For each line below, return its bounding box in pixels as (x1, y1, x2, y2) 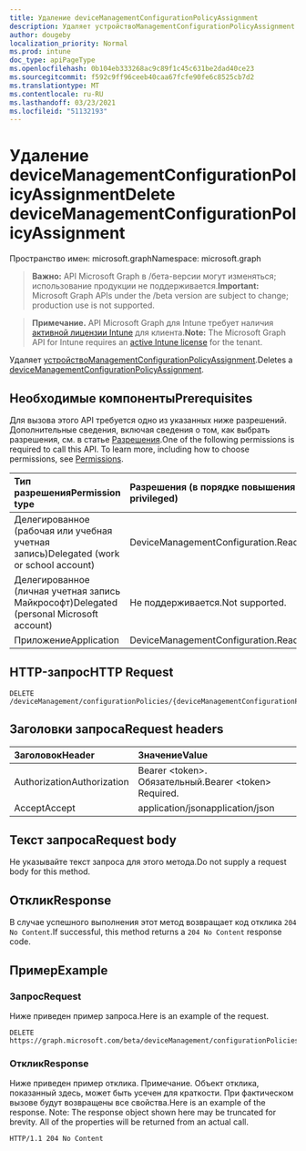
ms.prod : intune (9, 47, 71, 56)
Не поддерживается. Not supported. (129, 596, 287, 608)
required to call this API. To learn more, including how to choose (9, 443, 250, 454)
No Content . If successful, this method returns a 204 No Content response (9, 926, 282, 938)
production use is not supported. (31, 300, 155, 311)
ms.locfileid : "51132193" (9, 107, 107, 116)
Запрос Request (9, 990, 82, 1003)
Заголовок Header (14, 749, 96, 761)
